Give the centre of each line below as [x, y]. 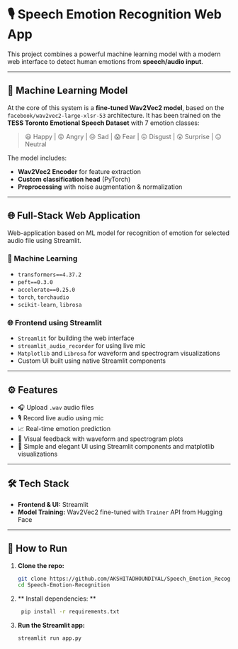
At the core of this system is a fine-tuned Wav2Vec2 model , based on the [116, 107]
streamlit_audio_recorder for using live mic [81, 346]
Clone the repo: [41, 565]
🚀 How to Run [38, 549]
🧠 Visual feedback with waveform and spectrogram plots [100, 439]
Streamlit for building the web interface [76, 338]
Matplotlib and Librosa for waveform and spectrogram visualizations [119, 354]
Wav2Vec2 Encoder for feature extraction [79, 171]
